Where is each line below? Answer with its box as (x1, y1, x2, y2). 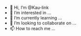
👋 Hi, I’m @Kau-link (9, 5, 49, 10)
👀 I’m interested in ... (9, 10, 52, 16)
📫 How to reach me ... (9, 26, 55, 31)
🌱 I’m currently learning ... (9, 15, 62, 20)
